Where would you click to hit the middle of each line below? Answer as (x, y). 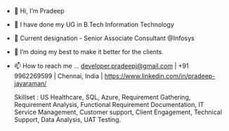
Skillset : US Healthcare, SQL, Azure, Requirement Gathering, (102, 97)
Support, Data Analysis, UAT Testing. (67, 119)
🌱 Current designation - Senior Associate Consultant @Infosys (104, 38)
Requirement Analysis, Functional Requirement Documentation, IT (109, 105)
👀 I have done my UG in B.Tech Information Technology (94, 24)
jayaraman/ (30, 83)
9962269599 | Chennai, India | (58, 76)
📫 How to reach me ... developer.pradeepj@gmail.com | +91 (101, 66)
